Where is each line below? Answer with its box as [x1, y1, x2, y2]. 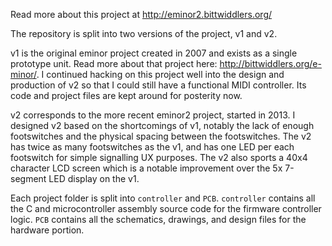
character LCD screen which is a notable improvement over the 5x [10, 162, 283, 174]
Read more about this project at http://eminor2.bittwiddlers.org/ [10, 9, 273, 20]
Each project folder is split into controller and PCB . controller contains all [10, 192, 316, 204]
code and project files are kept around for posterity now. [10, 90, 243, 101]
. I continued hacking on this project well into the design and [36, 69, 285, 80]
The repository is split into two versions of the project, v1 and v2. [10, 28, 278, 39]
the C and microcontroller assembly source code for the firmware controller [10, 203, 322, 214]
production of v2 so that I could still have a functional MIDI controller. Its [10, 79, 307, 91]
